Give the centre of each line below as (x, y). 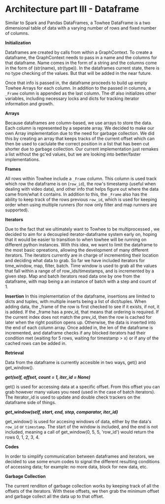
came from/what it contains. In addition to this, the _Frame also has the (76, 194)
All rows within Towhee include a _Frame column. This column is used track (81, 178)
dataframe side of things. (31, 402)
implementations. (23, 159)
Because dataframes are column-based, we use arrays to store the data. (79, 123)
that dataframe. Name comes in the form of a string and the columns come (81, 63)
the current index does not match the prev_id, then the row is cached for (78, 317)
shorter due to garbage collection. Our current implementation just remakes (82, 149)
